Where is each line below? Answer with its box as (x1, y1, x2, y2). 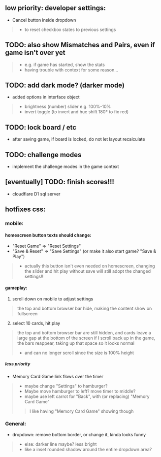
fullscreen (17, 310, 38, 317)
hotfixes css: (5, 205, 46, 214)
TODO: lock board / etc (5, 123, 77, 131)
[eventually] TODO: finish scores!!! (5, 178, 115, 186)
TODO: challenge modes (5, 150, 82, 159)
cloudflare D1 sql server (12, 191, 61, 196)
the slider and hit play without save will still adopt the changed (24, 268, 151, 274)
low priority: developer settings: (5, 4, 106, 12)
